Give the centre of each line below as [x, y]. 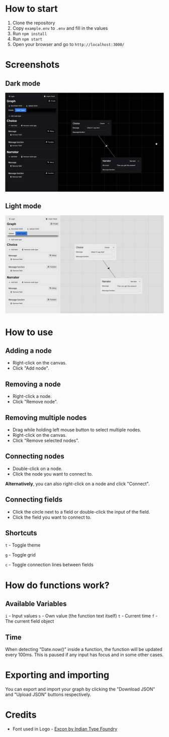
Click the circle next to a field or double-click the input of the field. [81, 512]
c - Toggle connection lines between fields [50, 565]
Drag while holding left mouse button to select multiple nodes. [77, 430]
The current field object [30, 621]
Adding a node [28, 351]
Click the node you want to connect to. [53, 474]
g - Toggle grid [21, 555]
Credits [21, 715]
